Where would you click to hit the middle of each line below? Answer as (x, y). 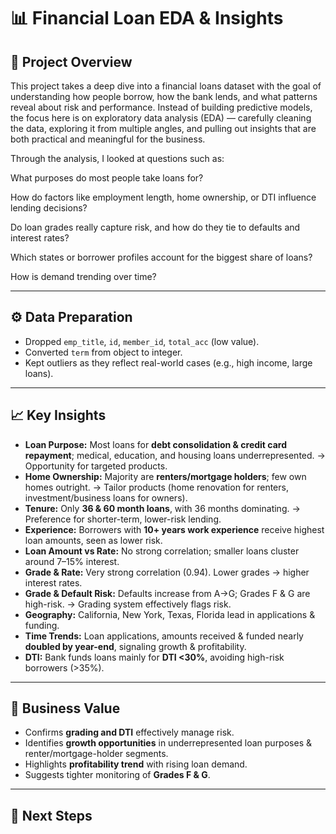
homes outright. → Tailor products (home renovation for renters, (156, 487)
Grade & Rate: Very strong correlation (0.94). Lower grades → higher (167, 572)
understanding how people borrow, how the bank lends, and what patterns (164, 96)
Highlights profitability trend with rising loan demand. (136, 764)
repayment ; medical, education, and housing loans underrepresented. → (175, 455)
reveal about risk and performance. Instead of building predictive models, (161, 107)
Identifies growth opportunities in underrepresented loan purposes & (168, 743)
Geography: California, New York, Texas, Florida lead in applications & (170, 614)
